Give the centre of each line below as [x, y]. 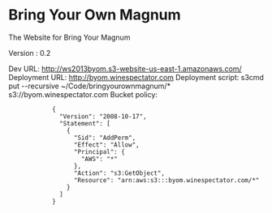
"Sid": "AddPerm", [105, 138]
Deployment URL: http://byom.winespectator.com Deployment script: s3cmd [136, 77]
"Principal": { [99, 151]
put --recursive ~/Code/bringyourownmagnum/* [90, 86]
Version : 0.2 [30, 53]
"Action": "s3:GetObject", [119, 173]
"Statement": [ [85, 123]
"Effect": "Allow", [106, 145]
